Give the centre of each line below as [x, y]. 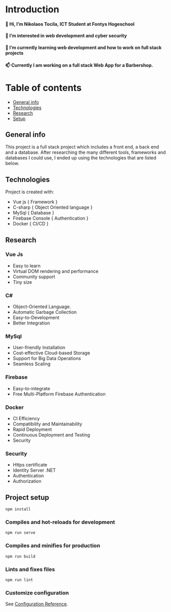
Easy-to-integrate [31, 388]
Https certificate [30, 465]
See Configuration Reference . [37, 604]
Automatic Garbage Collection [45, 312]
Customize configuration [37, 592]
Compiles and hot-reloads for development [60, 522]
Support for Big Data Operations [47, 358]
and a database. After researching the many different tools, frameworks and [85, 152]
